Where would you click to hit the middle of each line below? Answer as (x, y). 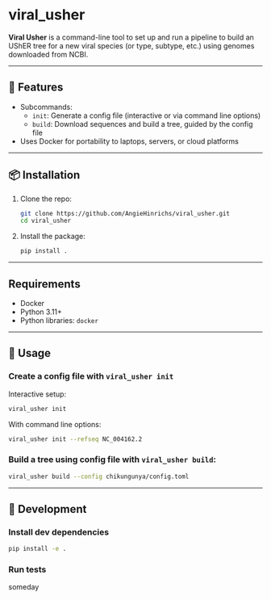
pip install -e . (38, 549)
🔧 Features (36, 88)
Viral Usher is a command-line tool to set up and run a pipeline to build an (131, 37)
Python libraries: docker (59, 320)
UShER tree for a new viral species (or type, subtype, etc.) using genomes (131, 45)
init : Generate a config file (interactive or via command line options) (146, 115)
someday (24, 587)
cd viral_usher (46, 221)
